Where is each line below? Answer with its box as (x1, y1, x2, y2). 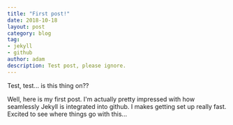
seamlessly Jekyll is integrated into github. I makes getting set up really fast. (7, 102, 227, 110)
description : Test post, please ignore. (7, 62, 127, 69)
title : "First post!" (7, 10, 70, 17)
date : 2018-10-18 (7, 17, 58, 24)
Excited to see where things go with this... (7, 110, 128, 118)
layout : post (7, 23, 45, 30)
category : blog (7, 29, 52, 37)
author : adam (7, 56, 45, 63)
